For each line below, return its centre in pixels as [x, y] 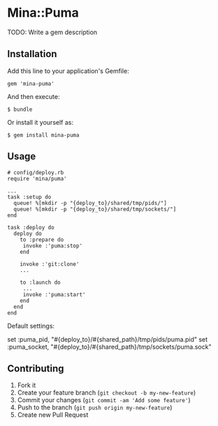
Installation [32, 54]
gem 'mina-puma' [31, 84]
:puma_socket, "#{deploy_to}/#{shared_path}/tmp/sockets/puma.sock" [109, 347]
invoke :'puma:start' [54, 294]
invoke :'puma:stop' [52, 245]
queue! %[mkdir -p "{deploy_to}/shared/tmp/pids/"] [90, 203]
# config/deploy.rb [36, 172]
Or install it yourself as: [40, 122]
